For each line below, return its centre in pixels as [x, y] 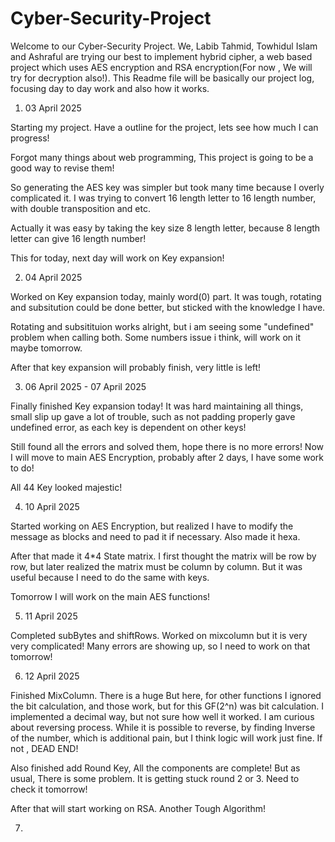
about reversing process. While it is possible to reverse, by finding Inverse [163, 727]
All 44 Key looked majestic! [66, 487]
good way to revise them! [62, 168]
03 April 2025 [53, 108]
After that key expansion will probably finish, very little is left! [136, 367]
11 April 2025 [51, 616]
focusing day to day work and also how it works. [110, 88]
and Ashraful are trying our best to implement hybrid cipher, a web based [161, 56]
